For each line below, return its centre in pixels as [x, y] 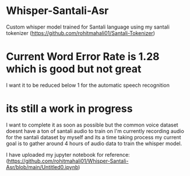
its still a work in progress [69, 109]
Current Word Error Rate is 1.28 [83, 57]
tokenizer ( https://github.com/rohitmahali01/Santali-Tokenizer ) [81, 33]
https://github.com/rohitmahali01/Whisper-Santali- [68, 161]
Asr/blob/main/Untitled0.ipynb [42, 167]
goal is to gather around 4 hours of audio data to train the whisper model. [94, 143]
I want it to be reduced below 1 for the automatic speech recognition [88, 85]
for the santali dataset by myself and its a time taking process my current [94, 137]
